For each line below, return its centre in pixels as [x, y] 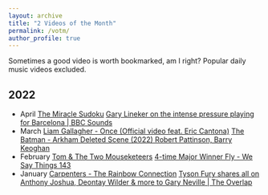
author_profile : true [45, 38]
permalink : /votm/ [39, 30]
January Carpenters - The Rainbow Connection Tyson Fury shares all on [140, 174]
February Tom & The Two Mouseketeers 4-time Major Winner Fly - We [136, 156]
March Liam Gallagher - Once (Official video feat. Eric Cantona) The [132, 131]
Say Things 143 [45, 165]
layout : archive [35, 16]
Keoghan [35, 148]
